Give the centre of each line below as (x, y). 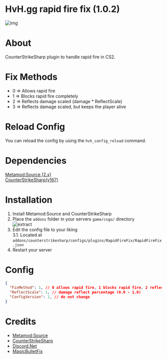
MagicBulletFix (28, 351)
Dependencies (36, 161)
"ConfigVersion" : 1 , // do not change (50, 297)
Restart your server (32, 249)
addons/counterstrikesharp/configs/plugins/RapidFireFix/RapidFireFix (87, 240)
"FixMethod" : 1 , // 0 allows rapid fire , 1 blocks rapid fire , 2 (79, 288)
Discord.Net (25, 346)
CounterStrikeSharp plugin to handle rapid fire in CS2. (60, 57)
